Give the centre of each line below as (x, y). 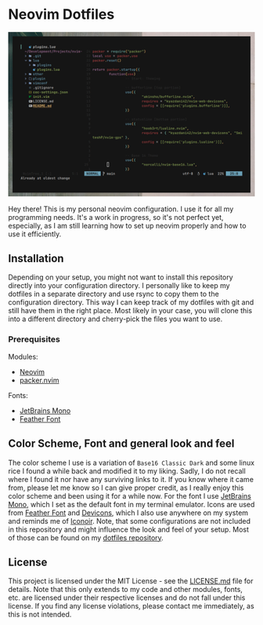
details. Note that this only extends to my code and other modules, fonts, (125, 590)
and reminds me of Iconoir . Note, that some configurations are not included (130, 521)
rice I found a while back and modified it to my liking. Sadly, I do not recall (127, 471)
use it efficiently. (35, 234)
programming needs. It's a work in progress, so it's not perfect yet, (116, 217)
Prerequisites (34, 339)
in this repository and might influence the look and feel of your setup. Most (128, 529)
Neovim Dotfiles (61, 15)
